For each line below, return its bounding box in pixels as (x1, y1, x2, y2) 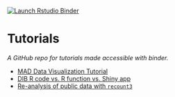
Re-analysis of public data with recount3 (17, 82, 133, 90)
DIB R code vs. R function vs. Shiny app (17, 74, 131, 82)
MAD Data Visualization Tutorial (17, 67, 108, 76)
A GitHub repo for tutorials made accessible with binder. (7, 53, 169, 62)
